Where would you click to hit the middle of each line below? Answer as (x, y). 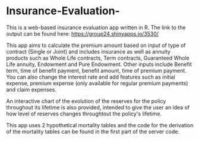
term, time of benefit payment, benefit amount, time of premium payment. (97, 70)
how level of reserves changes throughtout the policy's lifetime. (84, 114)
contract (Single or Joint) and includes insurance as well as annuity (89, 51)
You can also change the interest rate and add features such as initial (91, 77)
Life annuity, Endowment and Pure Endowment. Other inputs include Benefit (99, 64)
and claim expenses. (31, 89)
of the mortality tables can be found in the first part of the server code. (93, 131)
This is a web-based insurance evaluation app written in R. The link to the (96, 27)
